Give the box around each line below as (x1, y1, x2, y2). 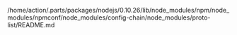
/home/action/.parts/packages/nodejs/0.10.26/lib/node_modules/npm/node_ (7, 6, 230, 14)
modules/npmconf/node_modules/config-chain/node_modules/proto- (7, 13, 211, 22)
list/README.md (7, 21, 55, 29)
